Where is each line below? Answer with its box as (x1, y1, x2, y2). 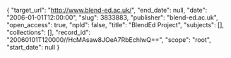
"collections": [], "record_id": (6, 28, 91, 36)
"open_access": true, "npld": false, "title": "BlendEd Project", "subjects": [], (6, 21, 224, 29)
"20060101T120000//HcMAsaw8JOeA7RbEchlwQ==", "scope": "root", (6, 36, 211, 44)
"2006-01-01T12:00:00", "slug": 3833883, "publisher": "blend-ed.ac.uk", (6, 13, 218, 22)
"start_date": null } (6, 43, 60, 51)
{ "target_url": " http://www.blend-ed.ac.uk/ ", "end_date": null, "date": (6, 6, 208, 14)
